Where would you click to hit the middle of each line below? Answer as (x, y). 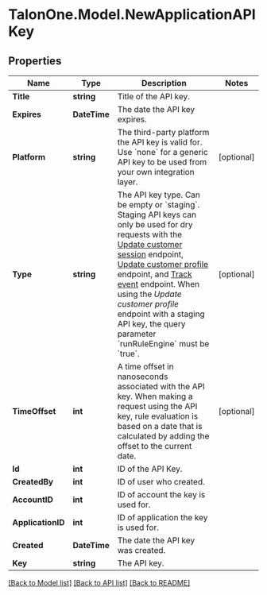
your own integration (156, 172)
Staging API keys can (157, 214)
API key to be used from (162, 162)
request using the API (157, 406)
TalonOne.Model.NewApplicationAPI (132, 15)
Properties (35, 61)
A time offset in (145, 367)
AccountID (33, 500)
